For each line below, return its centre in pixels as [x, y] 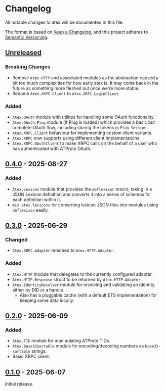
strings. [39, 351]
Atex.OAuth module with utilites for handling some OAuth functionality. [83, 117]
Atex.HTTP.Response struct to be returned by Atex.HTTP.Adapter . [77, 279]
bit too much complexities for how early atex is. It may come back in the [85, 83]
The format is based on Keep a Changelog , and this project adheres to [77, 32]
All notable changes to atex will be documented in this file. [64, 22]
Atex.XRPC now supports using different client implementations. [76, 138]
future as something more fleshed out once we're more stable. [76, 88]
